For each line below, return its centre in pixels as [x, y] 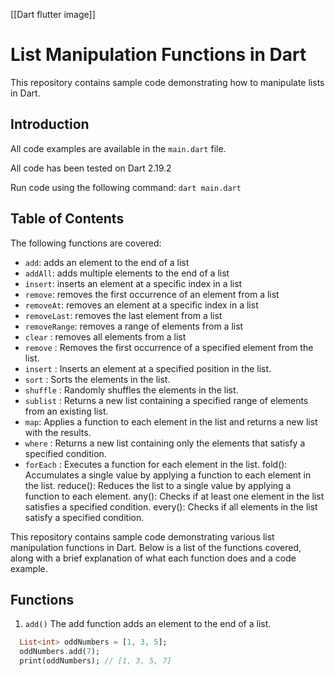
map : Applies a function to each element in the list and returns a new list [171, 421]
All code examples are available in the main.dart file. [118, 148]
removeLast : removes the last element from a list [123, 315]
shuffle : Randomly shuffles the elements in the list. [131, 390]
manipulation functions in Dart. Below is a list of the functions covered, [156, 547]
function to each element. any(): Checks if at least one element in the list [174, 496]
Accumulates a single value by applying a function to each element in [168, 475]
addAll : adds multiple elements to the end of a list [127, 273]
